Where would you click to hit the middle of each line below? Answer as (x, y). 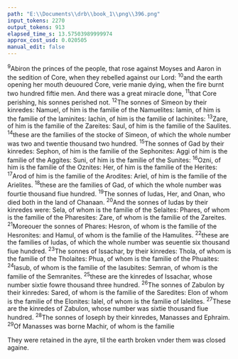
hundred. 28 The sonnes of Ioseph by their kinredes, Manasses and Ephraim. (119, 317)
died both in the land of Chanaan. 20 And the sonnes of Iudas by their (108, 202)
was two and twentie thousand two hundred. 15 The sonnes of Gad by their (116, 143)
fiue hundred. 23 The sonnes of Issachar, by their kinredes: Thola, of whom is (119, 251)
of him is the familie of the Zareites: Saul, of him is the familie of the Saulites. (119, 126)
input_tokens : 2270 (36, 21)
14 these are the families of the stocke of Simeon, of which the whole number (119, 134)
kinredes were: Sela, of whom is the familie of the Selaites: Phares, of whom (119, 210)
